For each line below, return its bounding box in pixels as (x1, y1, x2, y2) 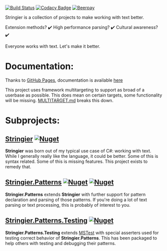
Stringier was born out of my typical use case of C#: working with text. (5, 147, 152, 154)
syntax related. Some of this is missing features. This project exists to (5, 158, 148, 164)
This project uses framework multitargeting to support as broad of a (5, 87, 145, 93)
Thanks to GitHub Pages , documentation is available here (5, 77, 123, 83)
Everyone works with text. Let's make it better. (5, 43, 101, 49)
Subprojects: (5, 115, 60, 126)
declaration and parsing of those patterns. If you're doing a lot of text (5, 197, 147, 203)
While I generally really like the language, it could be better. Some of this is (5, 153, 159, 159)
